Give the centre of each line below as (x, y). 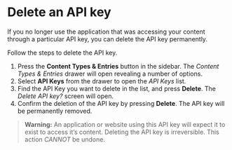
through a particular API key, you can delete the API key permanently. (108, 39)
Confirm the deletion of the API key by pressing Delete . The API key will (121, 103)
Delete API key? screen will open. (66, 96)
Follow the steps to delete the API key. (62, 53)
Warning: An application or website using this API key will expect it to (125, 124)
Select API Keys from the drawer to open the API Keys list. (102, 81)
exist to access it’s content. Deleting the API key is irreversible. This (122, 132)
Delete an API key (59, 12)
